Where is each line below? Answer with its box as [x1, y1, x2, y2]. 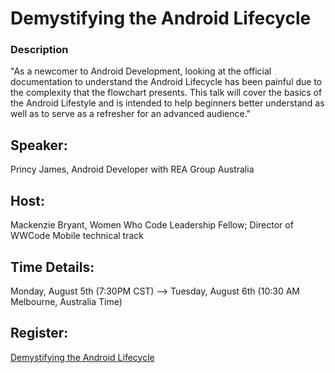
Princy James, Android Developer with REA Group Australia [10, 163, 255, 176]
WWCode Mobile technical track [10, 230, 144, 242]
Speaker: [10, 137, 68, 154]
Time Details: [10, 258, 95, 276]
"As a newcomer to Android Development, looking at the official [10, 65, 272, 77]
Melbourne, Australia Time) [10, 295, 123, 307]
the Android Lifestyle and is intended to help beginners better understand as [10, 97, 325, 109]
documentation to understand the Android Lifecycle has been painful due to [10, 76, 323, 88]
